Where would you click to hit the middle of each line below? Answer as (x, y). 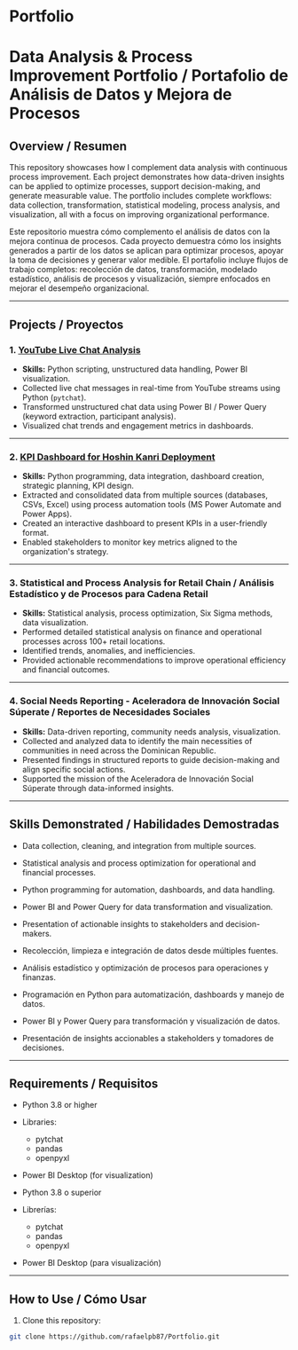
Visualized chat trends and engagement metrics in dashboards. (138, 425)
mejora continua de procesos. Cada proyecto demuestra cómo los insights (145, 241)
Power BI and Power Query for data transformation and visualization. (147, 907)
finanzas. (39, 977)
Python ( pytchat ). (54, 397)
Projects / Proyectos (67, 324)
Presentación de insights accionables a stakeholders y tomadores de (148, 1038)
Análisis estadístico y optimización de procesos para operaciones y (145, 968)
